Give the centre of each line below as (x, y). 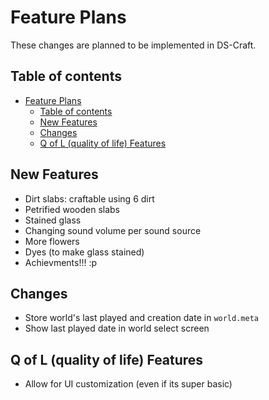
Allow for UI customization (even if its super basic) (128, 384)
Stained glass (53, 220)
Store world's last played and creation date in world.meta (141, 318)
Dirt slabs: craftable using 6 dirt (89, 198)
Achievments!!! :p (61, 262)
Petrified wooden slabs (72, 209)
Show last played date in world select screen (117, 328)
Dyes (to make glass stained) (84, 252)
